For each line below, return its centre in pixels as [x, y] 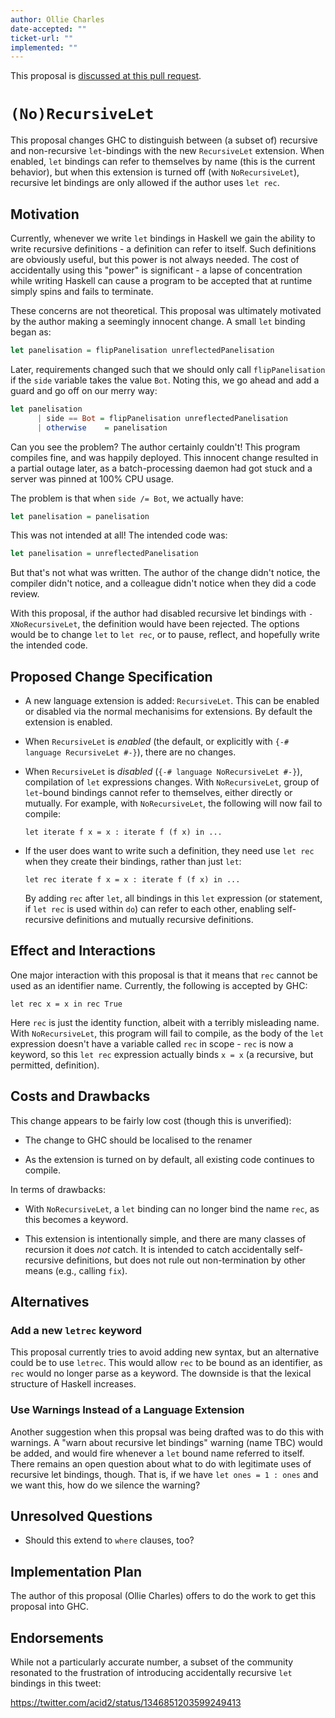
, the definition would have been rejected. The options [188, 624]
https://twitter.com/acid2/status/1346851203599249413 [126, 1703]
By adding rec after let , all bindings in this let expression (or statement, [173, 898]
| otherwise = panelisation [102, 427]
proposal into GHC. [50, 1607]
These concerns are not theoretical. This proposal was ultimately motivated [166, 310]
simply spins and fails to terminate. [82, 291]
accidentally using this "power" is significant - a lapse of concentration [156, 270]
